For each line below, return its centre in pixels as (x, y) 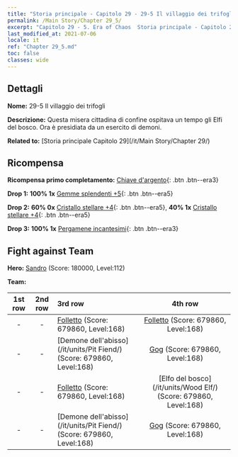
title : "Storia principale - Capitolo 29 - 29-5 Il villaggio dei (107, 14)
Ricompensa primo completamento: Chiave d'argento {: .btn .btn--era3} (113, 180)
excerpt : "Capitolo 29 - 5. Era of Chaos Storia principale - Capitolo (117, 27)
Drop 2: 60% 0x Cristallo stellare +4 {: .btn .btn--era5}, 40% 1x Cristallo (112, 208)
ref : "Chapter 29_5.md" (42, 47)
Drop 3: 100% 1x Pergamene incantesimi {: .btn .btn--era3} (93, 229)
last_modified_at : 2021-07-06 (52, 34)
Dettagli (25, 89)
